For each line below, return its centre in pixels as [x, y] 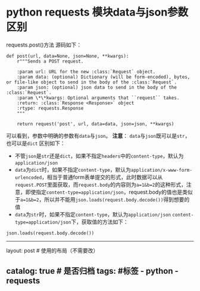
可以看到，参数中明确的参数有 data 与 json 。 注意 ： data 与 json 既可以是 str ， [98, 135]
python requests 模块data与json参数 [97, 12]
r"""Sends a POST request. [50, 61]
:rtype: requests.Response [50, 108]
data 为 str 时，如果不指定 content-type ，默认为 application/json [93, 214]
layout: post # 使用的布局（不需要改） [52, 250]
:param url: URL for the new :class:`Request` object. [86, 72]
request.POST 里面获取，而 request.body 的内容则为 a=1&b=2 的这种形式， [100, 184]
